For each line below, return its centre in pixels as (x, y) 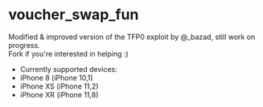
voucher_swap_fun (74, 15)
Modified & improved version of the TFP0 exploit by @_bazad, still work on (132, 37)
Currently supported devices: (69, 69)
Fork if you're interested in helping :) (68, 53)
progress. (24, 45)
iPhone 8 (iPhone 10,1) (57, 77)
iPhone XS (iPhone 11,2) (59, 86)
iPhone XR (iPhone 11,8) (59, 94)
